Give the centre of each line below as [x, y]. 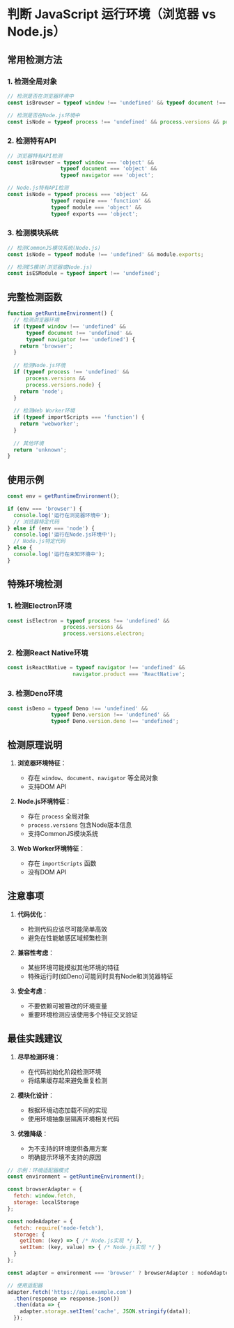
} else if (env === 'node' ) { [51, 528]
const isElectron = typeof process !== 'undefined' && [88, 621]
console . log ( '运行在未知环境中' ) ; [60, 554]
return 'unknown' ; [40, 450]
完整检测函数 [35, 297]
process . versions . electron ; [104, 634]
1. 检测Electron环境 [39, 606]
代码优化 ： [33, 914]
